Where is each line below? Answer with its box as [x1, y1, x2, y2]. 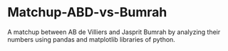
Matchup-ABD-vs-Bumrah [7, 4, 167, 21]
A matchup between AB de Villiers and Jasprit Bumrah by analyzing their [7, 28, 221, 36]
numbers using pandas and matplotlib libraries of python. [7, 35, 176, 43]
